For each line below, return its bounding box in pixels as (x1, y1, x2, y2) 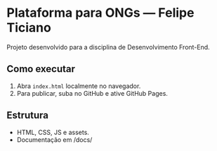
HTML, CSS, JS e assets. (16, 128, 89, 136)
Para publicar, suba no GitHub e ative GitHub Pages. (16, 89, 168, 97)
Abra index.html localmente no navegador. (16, 82, 141, 90)
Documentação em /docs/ (16, 135, 93, 144)
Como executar (6, 63, 75, 75)
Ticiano (6, 20, 52, 36)
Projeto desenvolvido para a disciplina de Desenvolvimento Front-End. (6, 43, 210, 51)
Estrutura (6, 110, 49, 122)
